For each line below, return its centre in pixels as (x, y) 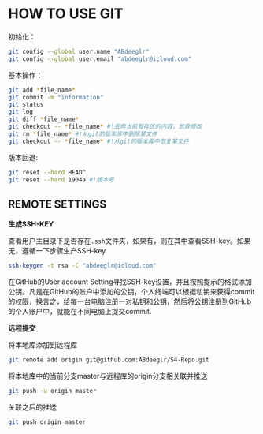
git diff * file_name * (44, 119)
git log (21, 112)
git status (26, 105)
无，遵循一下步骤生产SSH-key (57, 251)
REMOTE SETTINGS (57, 204)
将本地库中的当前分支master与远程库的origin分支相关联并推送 (108, 376)
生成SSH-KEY (31, 224)
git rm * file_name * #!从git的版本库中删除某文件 (83, 134)
